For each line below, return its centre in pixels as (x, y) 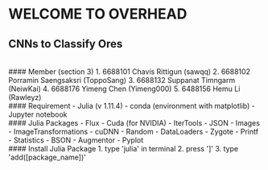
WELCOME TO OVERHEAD (98, 14)
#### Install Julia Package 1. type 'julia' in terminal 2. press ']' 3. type (124, 149)
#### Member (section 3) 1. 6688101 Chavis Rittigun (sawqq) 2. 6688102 (130, 72)
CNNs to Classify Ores (66, 44)
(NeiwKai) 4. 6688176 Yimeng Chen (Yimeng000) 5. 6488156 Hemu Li (124, 89)
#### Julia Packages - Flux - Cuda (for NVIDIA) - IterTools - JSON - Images (134, 123)
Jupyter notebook (38, 114)
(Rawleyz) (25, 97)
